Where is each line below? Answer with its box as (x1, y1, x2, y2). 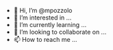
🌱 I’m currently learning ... (13, 21, 87, 28)
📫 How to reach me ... (13, 36, 77, 43)
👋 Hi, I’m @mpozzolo (13, 7, 73, 14)
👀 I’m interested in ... (13, 14, 72, 22)
